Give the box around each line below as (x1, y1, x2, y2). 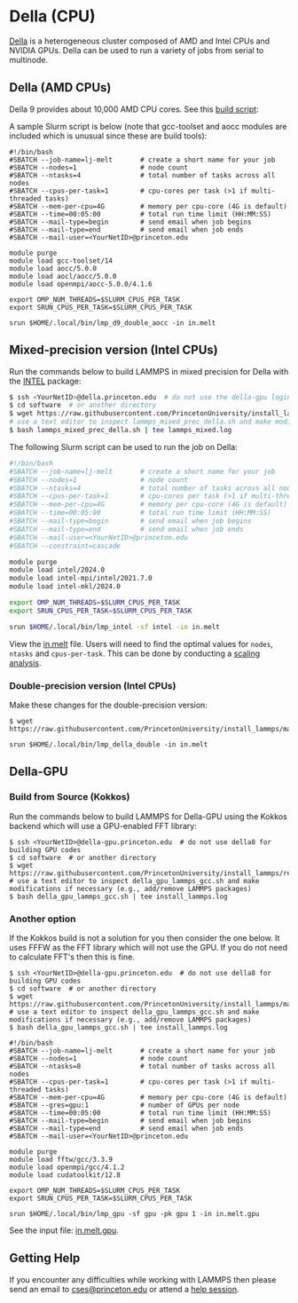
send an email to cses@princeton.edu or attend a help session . (9, 1283, 239, 1294)
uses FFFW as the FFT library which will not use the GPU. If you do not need (9, 942, 288, 952)
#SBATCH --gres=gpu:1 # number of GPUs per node (9, 1101, 240, 1110)
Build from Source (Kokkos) (9, 791, 130, 803)
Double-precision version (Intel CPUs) (9, 679, 176, 691)
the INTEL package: (9, 375, 82, 386)
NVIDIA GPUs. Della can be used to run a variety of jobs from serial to (9, 44, 264, 55)
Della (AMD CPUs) (9, 80, 112, 95)
